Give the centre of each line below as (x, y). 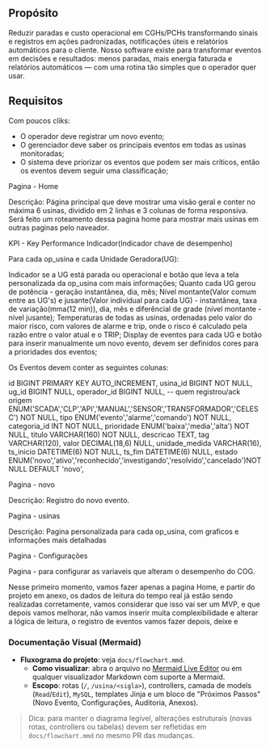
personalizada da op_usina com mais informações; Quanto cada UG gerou (132, 283)
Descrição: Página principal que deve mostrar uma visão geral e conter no (132, 202)
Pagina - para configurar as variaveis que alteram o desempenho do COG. (132, 571)
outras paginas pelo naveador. (59, 227)
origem (20, 400)
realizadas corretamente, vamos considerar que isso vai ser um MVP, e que (134, 604)
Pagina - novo (32, 485)
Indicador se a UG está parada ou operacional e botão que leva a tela (124, 275)
